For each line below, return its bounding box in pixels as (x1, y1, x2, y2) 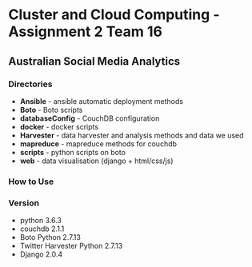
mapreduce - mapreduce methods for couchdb (19, 138, 178, 149)
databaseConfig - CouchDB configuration (19, 114, 160, 123)
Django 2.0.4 (19, 249, 63, 259)
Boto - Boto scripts (19, 105, 83, 114)
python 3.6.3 (19, 216, 62, 225)
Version (8, 197, 40, 209)
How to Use (8, 176, 54, 187)
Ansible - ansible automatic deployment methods (19, 96, 184, 106)
